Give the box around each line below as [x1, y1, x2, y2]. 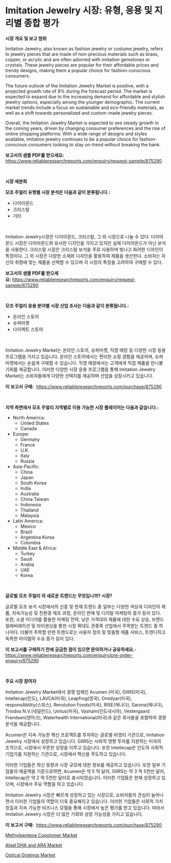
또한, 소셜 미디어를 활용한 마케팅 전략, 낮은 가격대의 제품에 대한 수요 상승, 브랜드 [5, 616, 164, 622]
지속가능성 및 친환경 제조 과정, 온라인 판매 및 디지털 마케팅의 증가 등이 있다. [12, 610, 162, 616]
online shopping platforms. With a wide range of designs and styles [5, 130, 147, 137]
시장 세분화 [5, 178, 27, 184]
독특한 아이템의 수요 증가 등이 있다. [5, 635, 75, 641]
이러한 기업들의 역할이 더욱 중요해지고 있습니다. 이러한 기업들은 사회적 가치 [14, 798, 163, 804]
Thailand [20, 507, 39, 513]
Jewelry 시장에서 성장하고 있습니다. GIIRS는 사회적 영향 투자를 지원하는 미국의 [5, 738, 162, 744]
